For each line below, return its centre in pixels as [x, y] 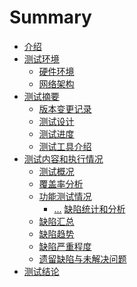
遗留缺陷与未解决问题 [82, 258]
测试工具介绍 [65, 146]
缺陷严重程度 [65, 246]
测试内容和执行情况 [63, 158]
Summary [50, 17]
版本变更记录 [65, 108]
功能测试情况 [65, 196]
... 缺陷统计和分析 [89, 208]
